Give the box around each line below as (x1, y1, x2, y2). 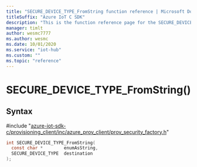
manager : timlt (6, 25, 43, 31)
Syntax (6, 106, 33, 116)
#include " (6, 122, 31, 129)
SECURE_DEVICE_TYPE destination (11, 151, 93, 156)
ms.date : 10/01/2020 (6, 42, 57, 48)
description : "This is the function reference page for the (6, 19, 157, 25)
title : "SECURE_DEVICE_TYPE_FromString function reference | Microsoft (6, 8, 185, 15)
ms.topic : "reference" (6, 58, 62, 64)
